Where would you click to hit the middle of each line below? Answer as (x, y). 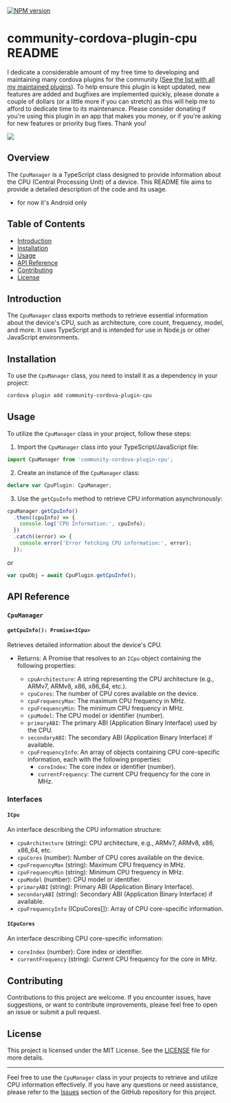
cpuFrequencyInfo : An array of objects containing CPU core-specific (123, 752)
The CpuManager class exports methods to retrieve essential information (108, 315)
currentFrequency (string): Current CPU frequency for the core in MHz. (117, 959)
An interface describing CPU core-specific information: (85, 938)
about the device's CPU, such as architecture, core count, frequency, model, (115, 323)
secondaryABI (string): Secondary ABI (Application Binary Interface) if (115, 894)
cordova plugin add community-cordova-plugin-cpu (80, 396)
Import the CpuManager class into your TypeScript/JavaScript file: (108, 447)
